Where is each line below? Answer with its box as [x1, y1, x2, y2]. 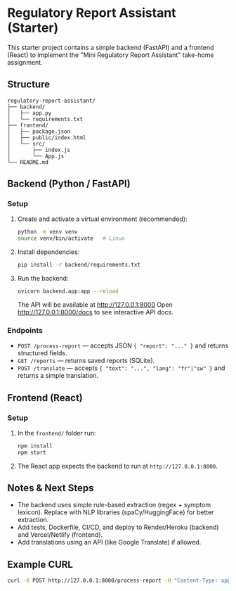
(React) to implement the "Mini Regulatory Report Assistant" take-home [7, 51, 214, 59]
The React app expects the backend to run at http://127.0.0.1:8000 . [17, 462, 218, 470]
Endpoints [7, 325, 44, 335]
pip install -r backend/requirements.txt [17, 262, 141, 269]
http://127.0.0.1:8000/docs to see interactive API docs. [17, 307, 173, 316]
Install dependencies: [17, 248, 80, 256]
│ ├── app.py [7, 109, 52, 117]
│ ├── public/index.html [7, 134, 86, 141]
